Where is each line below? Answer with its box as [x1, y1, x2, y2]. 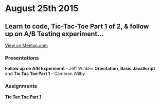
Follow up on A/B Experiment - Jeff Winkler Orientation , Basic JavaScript [5, 66, 156, 72]
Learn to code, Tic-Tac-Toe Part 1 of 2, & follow [5, 22, 149, 30]
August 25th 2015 [5, 3, 79, 14]
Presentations [5, 54, 39, 61]
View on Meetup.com [5, 43, 48, 48]
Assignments [5, 83, 37, 89]
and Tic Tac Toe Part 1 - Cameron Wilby [5, 71, 85, 76]
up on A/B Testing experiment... [5, 30, 104, 38]
